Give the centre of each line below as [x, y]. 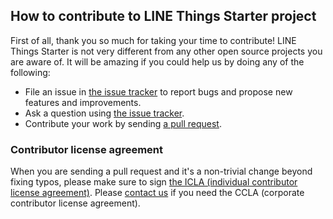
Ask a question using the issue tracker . [104, 113]
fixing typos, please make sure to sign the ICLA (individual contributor [154, 182]
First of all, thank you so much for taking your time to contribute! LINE [153, 40]
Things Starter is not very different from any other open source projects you [166, 51]
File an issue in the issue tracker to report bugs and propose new [158, 91]
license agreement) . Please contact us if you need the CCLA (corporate [157, 193]
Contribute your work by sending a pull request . [123, 123]
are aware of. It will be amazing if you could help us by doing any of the [157, 61]
